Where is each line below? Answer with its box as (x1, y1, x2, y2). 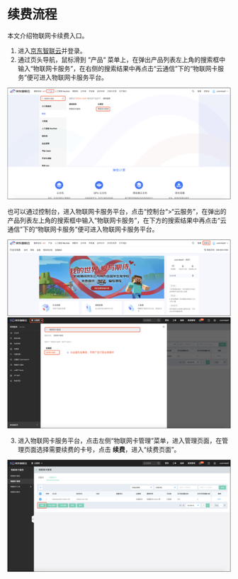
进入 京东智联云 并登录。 (17, 46, 86, 55)
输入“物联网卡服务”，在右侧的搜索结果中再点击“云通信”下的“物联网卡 (17, 64, 218, 72)
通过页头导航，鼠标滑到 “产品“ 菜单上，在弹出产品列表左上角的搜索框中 (17, 55, 226, 64)
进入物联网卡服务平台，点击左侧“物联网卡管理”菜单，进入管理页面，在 (17, 436, 222, 445)
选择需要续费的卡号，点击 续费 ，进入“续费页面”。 (36, 445, 181, 454)
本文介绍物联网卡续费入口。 (7, 31, 89, 40)
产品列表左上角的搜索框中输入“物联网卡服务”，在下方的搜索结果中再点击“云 (7, 216, 227, 224)
